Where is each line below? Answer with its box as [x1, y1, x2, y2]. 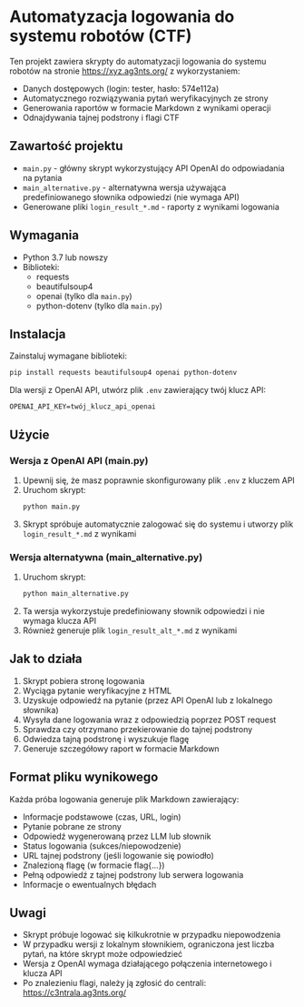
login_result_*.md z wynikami [22, 528, 137, 539]
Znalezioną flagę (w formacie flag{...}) [22, 860, 165, 871]
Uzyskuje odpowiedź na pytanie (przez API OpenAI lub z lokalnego [22, 694, 273, 706]
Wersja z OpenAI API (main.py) [9, 454, 149, 467]
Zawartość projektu [9, 138, 123, 154]
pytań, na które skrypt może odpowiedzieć [22, 949, 183, 960]
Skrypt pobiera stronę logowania [22, 675, 145, 686]
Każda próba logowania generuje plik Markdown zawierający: [9, 793, 240, 804]
